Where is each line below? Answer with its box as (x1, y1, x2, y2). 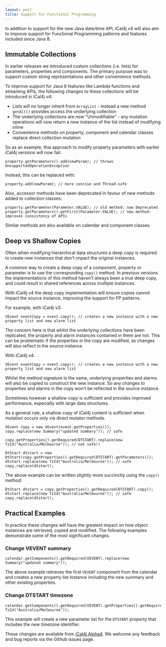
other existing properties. (5, 579, 57, 585)
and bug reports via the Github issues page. (5, 636, 95, 642)
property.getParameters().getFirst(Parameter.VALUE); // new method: (5, 209, 152, 215)
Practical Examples (5, 509, 66, 517)
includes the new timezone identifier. (5, 621, 80, 627)
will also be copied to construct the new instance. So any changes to (5, 381, 145, 386)
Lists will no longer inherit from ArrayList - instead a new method (12, 103, 146, 109)
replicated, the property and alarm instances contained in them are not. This (5, 333, 160, 339)
